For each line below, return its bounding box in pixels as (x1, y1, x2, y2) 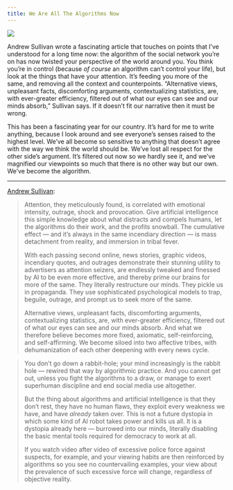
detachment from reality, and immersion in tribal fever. (24, 237, 180, 246)
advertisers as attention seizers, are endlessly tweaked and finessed (24, 265, 221, 274)
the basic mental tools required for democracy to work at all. (24, 432, 197, 440)
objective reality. (24, 475, 72, 483)
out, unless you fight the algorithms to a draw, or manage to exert (24, 374, 212, 382)
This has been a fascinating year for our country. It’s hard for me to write (7, 122, 214, 131)
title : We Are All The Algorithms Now (7, 10, 119, 17)
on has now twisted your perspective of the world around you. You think (7, 57, 214, 65)
